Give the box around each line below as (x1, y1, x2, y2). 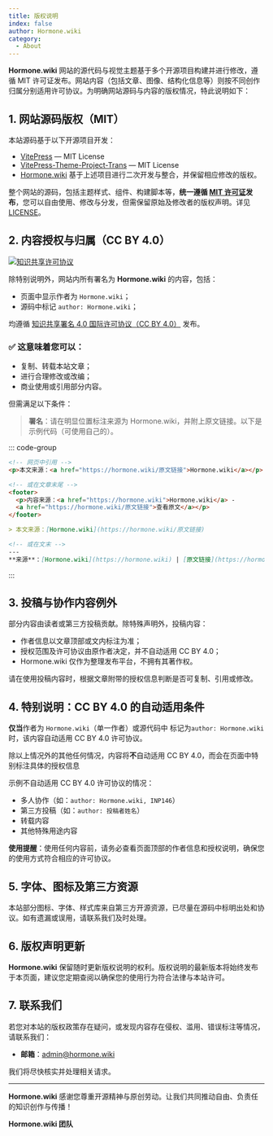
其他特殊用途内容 (19, 826, 78, 836)
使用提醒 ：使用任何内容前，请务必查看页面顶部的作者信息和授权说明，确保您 (8, 844, 265, 853)
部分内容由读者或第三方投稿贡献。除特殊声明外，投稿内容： (8, 619, 208, 629)
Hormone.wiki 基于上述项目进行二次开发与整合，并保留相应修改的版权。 (19, 169, 262, 179)
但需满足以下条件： (8, 399, 73, 409)
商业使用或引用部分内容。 (19, 382, 106, 392)
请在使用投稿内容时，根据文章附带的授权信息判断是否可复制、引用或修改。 (8, 673, 258, 684)
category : (8, 34, 42, 43)
